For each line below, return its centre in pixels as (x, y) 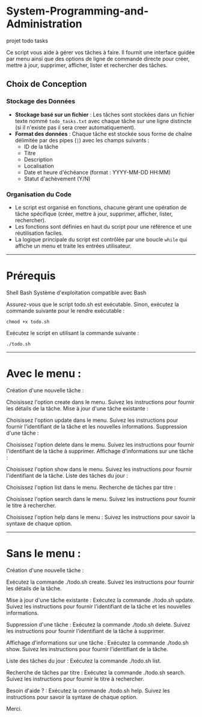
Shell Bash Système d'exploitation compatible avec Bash (76, 292)
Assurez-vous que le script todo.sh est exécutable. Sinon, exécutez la (93, 304)
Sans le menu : (44, 553)
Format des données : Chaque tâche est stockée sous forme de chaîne (103, 133)
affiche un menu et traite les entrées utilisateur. (73, 246)
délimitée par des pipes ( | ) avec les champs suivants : (82, 140)
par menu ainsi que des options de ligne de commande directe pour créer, (98, 59)
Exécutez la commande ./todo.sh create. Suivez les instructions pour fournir (100, 582)
